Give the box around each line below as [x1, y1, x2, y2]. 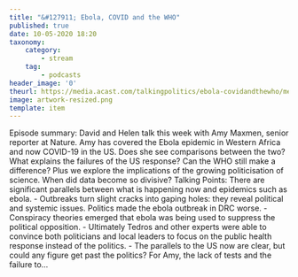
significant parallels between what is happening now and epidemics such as [9, 184, 288, 195]
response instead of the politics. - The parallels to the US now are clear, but [9, 241, 286, 251]
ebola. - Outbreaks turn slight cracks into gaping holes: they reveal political [9, 194, 284, 204]
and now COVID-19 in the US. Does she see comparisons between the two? [9, 147, 286, 158]
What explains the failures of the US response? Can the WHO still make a [9, 156, 277, 166]
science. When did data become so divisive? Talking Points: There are [9, 174, 265, 186]
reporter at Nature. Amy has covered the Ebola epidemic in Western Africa [9, 137, 281, 148]
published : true [9, 21, 69, 30]
